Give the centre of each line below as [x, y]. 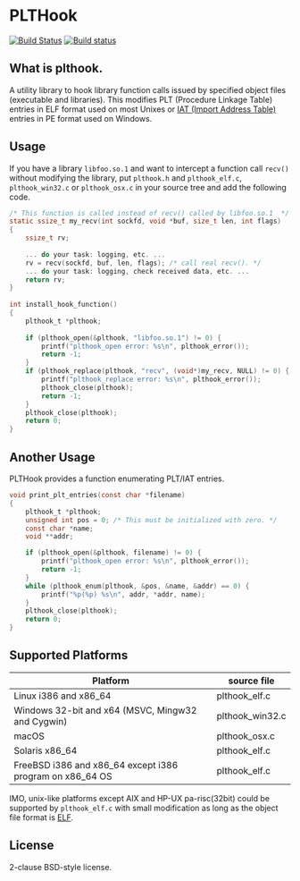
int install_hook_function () [63, 305]
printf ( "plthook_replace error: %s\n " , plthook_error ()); [151, 380]
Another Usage [52, 457]
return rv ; [46, 280]
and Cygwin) [41, 721]
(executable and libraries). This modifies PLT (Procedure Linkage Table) [141, 99]
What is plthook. [56, 68]
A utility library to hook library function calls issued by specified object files [148, 89]
